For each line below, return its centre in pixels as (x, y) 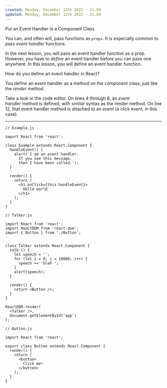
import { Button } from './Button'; (43, 232)
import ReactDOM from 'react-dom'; (42, 228)
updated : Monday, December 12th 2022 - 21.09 (53, 14)
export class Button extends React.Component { (55, 346)
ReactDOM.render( (23, 307)
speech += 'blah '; (38, 263)
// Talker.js (19, 215)
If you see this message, (45, 158)
